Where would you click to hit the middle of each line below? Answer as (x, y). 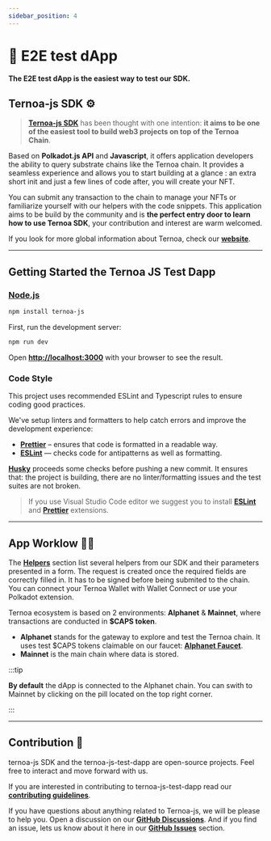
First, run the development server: (65, 327)
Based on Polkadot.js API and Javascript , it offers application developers (131, 156)
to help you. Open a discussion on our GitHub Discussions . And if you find (133, 819)
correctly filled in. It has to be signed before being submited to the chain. (129, 580)
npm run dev (28, 342)
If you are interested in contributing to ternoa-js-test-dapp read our (120, 786)
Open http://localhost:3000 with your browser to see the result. (116, 357)
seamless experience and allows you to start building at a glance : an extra (132, 173)
